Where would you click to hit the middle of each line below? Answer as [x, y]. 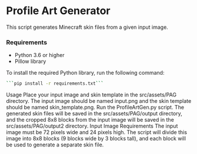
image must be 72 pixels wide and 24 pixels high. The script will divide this [96, 132]
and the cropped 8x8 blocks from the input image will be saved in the [90, 120]
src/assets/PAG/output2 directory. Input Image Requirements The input [92, 126]
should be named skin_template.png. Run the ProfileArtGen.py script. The [95, 108]
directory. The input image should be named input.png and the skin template [99, 101]
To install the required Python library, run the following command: [85, 73]
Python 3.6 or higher [39, 55]
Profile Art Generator [58, 11]
